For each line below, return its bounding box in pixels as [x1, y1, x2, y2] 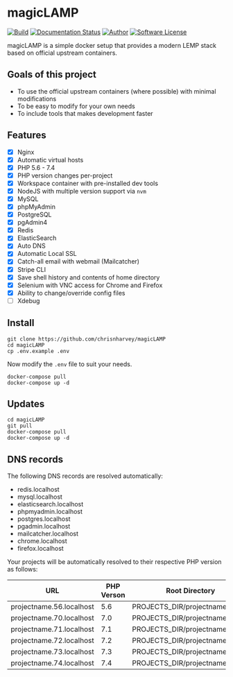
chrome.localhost [17, 537, 67, 545]
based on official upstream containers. [7, 49, 118, 57]
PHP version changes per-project [17, 171, 113, 180]
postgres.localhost [17, 515, 71, 523]
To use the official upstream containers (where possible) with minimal [17, 87, 216, 95]
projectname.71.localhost [10, 624, 95, 634]
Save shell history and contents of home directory [17, 273, 160, 282]
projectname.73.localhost [10, 647, 95, 657]
